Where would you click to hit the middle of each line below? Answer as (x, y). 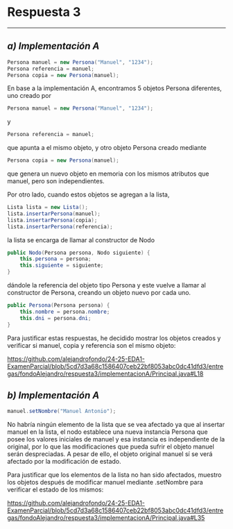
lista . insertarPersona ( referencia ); (60, 226)
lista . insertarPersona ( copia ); (52, 220)
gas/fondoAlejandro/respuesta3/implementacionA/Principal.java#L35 (106, 518)
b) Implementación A (53, 395)
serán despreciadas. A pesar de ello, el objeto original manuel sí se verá (110, 454)
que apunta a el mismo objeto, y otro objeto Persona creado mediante (107, 148)
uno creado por (29, 96)
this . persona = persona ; (55, 259)
